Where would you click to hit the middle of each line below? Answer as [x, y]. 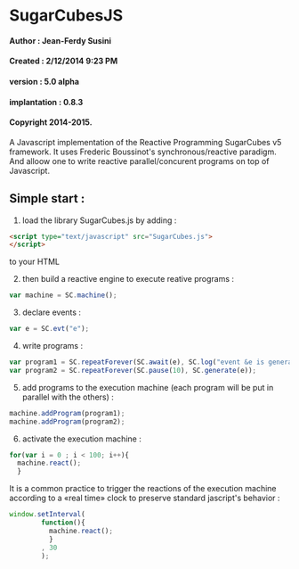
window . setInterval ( [48, 515]
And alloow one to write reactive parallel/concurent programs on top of [139, 161]
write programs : [52, 346]
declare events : [52, 312]
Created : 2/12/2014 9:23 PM [64, 61]
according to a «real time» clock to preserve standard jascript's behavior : [145, 498]
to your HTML [35, 262]
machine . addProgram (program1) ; [67, 413]
